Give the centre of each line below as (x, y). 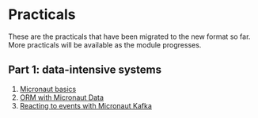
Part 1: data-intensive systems (85, 70)
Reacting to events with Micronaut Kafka (86, 105)
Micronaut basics (48, 89)
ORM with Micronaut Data (62, 97)
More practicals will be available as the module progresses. (105, 44)
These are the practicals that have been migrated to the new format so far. (129, 36)
